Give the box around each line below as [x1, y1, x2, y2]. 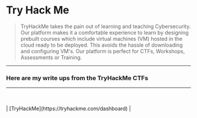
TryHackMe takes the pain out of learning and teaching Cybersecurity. [20, 23, 191, 30]
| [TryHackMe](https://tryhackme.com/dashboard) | [6, 105, 131, 112]
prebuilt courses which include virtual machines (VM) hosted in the [20, 35, 183, 42]
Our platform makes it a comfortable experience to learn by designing [20, 29, 189, 36]
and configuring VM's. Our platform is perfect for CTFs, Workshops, [20, 47, 185, 54]
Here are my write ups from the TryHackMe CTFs [6, 74, 148, 82]
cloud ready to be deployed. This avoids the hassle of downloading [20, 41, 183, 48]
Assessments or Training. [20, 54, 82, 61]
